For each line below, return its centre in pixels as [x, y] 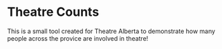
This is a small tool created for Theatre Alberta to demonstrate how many [111, 31]
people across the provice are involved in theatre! [78, 38]
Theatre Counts [53, 12]
